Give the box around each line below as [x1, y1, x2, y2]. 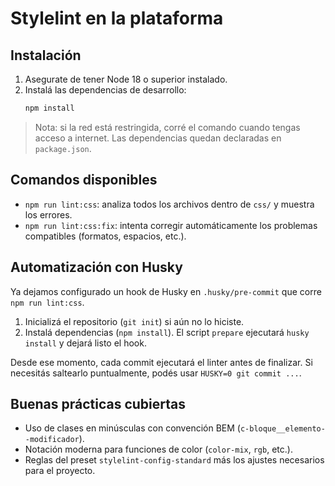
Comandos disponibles [10, 172, 158, 189]
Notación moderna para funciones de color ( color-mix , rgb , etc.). [24, 443, 293, 456]
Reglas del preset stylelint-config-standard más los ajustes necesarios [24, 454, 325, 466]
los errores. [24, 208, 73, 221]
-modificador [24, 435, 80, 445]
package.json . [34, 142, 92, 154]
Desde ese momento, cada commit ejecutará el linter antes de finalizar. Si [10, 356, 313, 368]
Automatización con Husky [10, 259, 183, 276]
